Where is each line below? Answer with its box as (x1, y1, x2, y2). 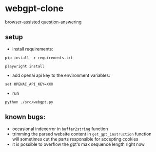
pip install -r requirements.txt (5, 55, 73, 60)
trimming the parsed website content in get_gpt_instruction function (12, 131, 152, 136)
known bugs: (5, 113, 46, 121)
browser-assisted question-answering (5, 19, 82, 25)
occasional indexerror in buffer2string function (12, 126, 108, 132)
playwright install (5, 64, 45, 68)
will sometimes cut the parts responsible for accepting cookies (12, 136, 138, 142)
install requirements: (12, 46, 54, 51)
